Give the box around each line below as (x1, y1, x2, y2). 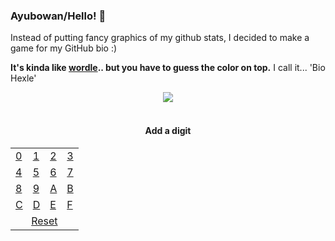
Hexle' (10, 72, 37, 84)
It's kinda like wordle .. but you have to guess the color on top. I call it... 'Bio (10, 62, 326, 74)
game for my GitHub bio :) (10, 42, 118, 54)
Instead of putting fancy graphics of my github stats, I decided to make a (10, 32, 310, 44)
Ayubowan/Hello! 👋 (10, 9, 107, 23)
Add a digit (144, 124, 192, 136)
